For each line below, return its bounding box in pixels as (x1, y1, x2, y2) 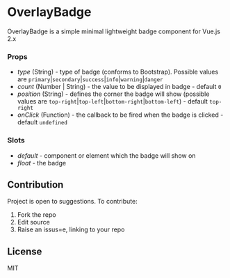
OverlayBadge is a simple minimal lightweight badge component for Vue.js (7, 27, 221, 35)
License (7, 245, 42, 257)
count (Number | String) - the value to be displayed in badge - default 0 (17, 83, 222, 91)
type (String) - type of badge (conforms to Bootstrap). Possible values (17, 67, 219, 76)
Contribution (7, 179, 64, 190)
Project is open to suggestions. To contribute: (7, 197, 138, 206)
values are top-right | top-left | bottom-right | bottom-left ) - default (17, 97, 208, 106)
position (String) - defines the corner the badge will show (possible (17, 90, 210, 98)
